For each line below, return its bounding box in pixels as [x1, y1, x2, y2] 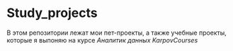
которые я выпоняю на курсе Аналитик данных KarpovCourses [6, 35, 198, 44]
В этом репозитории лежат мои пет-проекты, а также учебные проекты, [6, 28, 227, 37]
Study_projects [6, 5, 98, 21]
